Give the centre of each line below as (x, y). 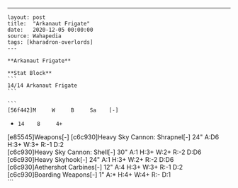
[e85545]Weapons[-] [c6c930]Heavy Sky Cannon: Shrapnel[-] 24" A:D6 (113, 137)
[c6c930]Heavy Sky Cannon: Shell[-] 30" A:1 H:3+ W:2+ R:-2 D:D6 (104, 152)
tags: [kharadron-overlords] (50, 42)
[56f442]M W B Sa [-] (63, 110)
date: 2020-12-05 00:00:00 (50, 30)
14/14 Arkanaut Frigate (42, 86)
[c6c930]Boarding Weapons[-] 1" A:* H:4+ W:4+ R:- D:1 (89, 175)
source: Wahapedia (34, 36)
